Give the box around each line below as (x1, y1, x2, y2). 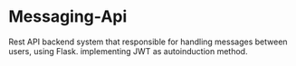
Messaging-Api (8, 6, 128, 27)
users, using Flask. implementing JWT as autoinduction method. (8, 45, 248, 56)
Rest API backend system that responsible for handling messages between (8, 36, 288, 47)
